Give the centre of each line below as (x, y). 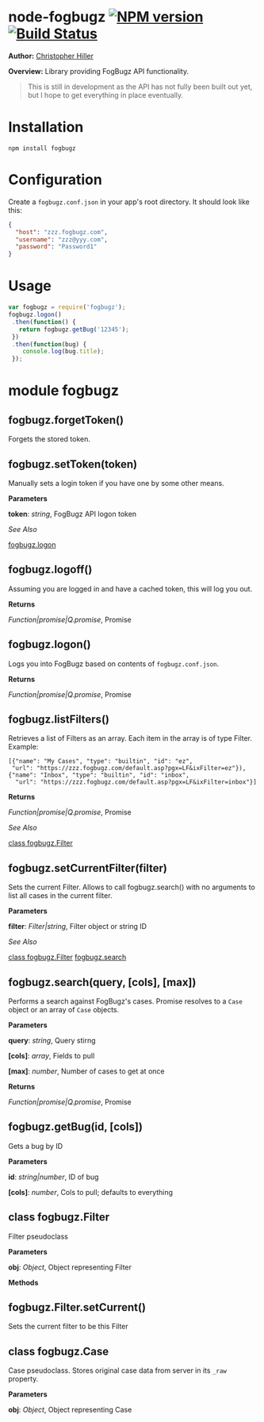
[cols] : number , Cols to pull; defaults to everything (90, 1192)
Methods (23, 1282)
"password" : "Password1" (56, 247)
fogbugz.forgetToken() (66, 420)
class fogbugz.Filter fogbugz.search (67, 958)
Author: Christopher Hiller (51, 56)
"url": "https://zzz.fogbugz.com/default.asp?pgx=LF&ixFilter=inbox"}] (136, 782)
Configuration (55, 180)
